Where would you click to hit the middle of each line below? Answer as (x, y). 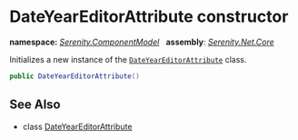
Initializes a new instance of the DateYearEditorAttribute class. (128, 59)
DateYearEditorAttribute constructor (149, 17)
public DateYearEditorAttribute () (75, 76)
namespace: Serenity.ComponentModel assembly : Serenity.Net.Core (142, 42)
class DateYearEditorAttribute (77, 126)
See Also (35, 105)
